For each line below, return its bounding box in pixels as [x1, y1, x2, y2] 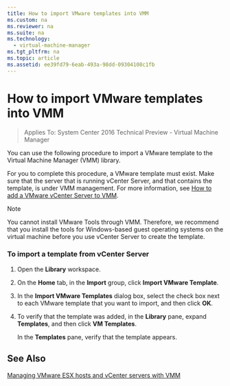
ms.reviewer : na [7, 23, 54, 30]
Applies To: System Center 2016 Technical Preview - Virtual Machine [23, 128, 218, 136]
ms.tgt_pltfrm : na [7, 49, 60, 56]
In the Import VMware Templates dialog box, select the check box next [16, 291, 220, 299]
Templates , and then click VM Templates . [16, 319, 137, 328]
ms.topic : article [7, 55, 60, 62]
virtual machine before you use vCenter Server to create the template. [7, 232, 205, 240]
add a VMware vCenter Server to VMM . [7, 191, 119, 199]
